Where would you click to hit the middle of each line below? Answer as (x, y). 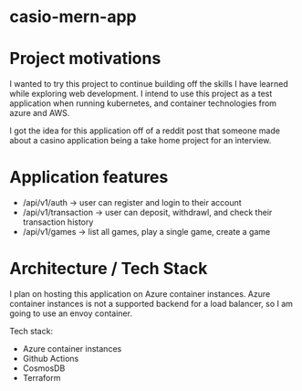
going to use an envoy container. (71, 313)
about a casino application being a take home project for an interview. (141, 141)
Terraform (42, 378)
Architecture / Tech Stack (109, 269)
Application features (89, 178)
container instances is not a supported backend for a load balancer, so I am (151, 304)
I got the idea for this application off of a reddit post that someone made (145, 131)
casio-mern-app (73, 17)
